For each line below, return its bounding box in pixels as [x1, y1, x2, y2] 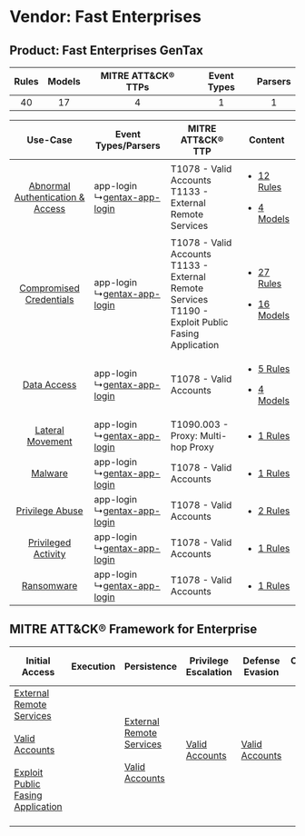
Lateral [34, 424, 65, 436]
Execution [71, 660, 116, 672]
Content [249, 134, 285, 146]
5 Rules [257, 363, 290, 374]
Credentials [25, 294, 74, 305]
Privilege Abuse [15, 504, 84, 517]
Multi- [199, 430, 228, 442]
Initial [25, 654, 51, 667]
